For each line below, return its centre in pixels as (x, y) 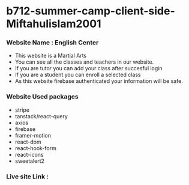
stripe (22, 110)
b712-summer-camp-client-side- (91, 11)
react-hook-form (36, 148)
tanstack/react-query (41, 116)
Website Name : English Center (52, 43)
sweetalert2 (30, 161)
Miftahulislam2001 (54, 24)
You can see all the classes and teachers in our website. (84, 62)
